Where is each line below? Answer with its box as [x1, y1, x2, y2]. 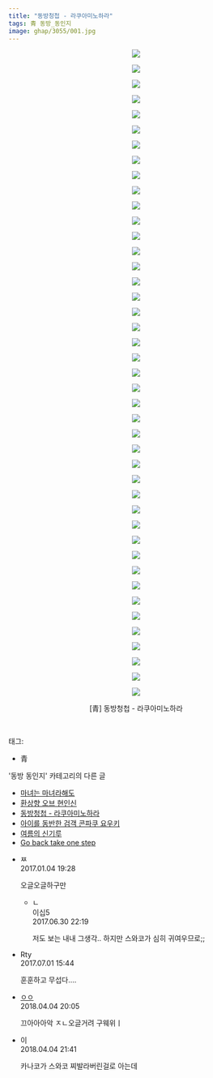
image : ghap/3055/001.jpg [8, 27, 96, 35]
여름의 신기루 [19, 828, 62, 839]
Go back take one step [19, 838, 96, 848]
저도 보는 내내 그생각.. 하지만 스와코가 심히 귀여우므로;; [32, 934, 205, 943]
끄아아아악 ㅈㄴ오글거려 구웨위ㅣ [19, 1018, 123, 1028]
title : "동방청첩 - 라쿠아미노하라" [8, 11, 113, 20]
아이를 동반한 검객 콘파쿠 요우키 [19, 819, 120, 828]
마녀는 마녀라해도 [19, 788, 75, 798]
